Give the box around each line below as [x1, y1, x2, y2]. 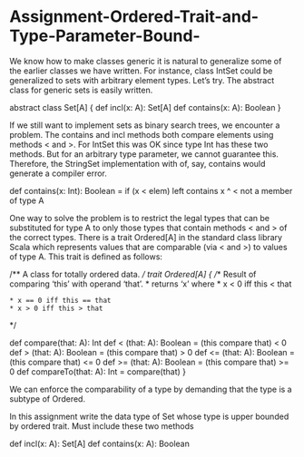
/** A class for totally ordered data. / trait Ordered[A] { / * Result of [9, 268, 257, 279]
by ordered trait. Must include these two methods [9, 420, 194, 432]
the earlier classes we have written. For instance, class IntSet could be [9, 65, 273, 76]
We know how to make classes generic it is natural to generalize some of [9, 55, 282, 66]
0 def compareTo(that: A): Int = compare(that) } [9, 365, 187, 377]
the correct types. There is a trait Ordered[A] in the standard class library [9, 231, 283, 242]
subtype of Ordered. [9, 393, 86, 404]
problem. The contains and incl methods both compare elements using [9, 129, 274, 140]
